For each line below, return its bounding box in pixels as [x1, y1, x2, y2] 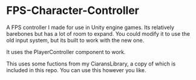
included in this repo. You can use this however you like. [6, 66, 146, 73]
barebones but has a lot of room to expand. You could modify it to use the [6, 30, 191, 37]
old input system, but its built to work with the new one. [6, 36, 145, 44]
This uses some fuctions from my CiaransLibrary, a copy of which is [6, 60, 176, 67]
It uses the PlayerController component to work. [6, 48, 126, 55]
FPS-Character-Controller [6, 4, 140, 18]
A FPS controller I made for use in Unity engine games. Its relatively [6, 24, 174, 31]
